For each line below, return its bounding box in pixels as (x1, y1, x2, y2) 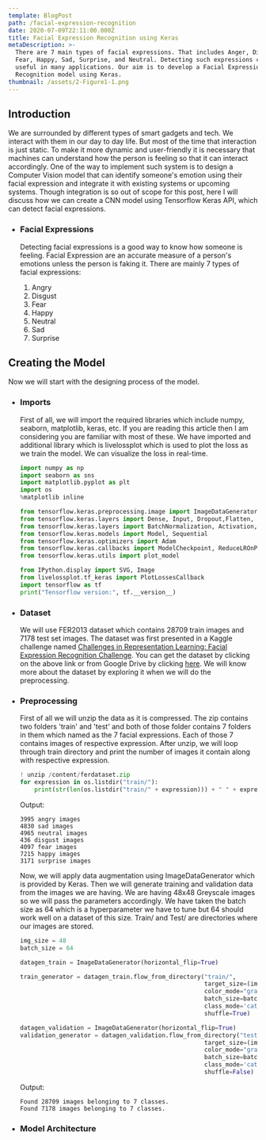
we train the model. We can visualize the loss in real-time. (19, 449, 208, 458)
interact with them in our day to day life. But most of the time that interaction (8, 136, 257, 147)
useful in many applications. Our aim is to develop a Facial (15, 63, 225, 71)
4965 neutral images (19, 829, 88, 837)
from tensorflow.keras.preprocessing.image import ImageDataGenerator (19, 508, 258, 516)
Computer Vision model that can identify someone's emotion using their (8, 170, 243, 180)
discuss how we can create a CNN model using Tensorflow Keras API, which (8, 196, 259, 205)
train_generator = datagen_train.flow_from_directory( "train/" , (19, 973, 237, 981)
